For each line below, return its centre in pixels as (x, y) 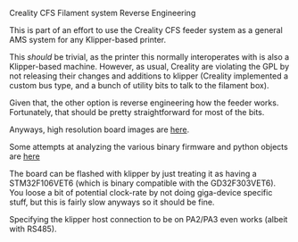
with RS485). (33, 229)
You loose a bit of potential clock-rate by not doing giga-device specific (141, 192)
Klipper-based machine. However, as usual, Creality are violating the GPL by (149, 67)
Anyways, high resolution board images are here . (99, 129)
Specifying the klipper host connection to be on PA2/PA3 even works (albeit (149, 219)
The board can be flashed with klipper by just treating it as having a (133, 174)
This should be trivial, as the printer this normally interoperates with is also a (149, 57)
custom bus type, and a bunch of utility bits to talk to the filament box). (139, 85)
